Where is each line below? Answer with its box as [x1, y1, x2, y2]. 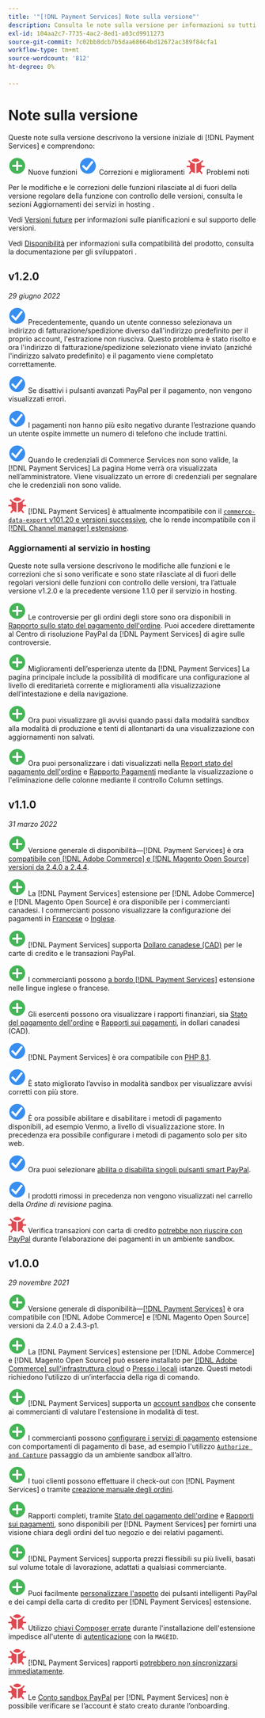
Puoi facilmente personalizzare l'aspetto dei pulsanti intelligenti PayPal [27, 1589, 258, 1598]
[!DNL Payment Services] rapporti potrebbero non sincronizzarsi [27, 1658, 238, 1667]
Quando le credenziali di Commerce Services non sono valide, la [27, 455, 239, 464]
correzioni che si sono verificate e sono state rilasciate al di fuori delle [8, 569, 237, 578]
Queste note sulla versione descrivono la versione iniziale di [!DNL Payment [8, 132, 255, 142]
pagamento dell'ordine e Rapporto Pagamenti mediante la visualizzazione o [8, 767, 254, 776]
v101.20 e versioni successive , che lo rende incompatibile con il [48, 515, 256, 524]
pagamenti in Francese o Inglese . [8, 913, 117, 923]
